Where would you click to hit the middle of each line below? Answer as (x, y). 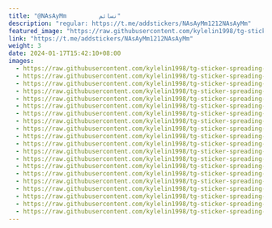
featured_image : (36, 31)
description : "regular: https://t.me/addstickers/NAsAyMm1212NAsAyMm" (130, 23)
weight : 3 (25, 46)
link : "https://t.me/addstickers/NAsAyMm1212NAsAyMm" (101, 38)
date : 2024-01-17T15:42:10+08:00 (65, 53)
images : (21, 61)
